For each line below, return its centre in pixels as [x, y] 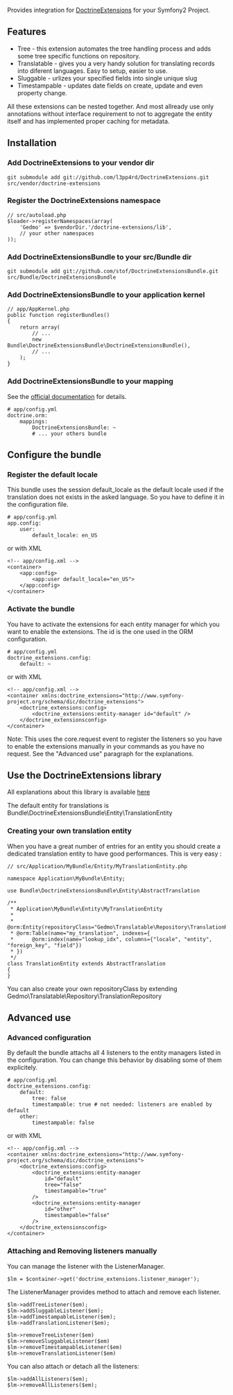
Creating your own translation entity [69, 831]
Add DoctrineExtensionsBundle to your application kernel [106, 295]
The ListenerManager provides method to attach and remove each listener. [114, 1291]
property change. [42, 92]
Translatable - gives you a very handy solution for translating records [116, 63]
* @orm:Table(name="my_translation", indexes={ [80, 933]
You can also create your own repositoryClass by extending [93, 988]
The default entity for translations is [58, 806]
